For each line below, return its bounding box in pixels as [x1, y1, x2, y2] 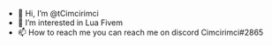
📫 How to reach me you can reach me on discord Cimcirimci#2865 [17, 27, 264, 37]
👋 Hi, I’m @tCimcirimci [17, 9, 99, 18]
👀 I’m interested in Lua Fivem [17, 17, 124, 28]
